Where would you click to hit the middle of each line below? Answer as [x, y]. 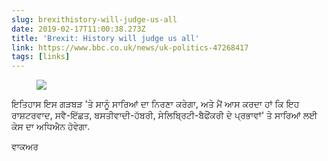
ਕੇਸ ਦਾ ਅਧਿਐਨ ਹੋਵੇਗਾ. [51, 127]
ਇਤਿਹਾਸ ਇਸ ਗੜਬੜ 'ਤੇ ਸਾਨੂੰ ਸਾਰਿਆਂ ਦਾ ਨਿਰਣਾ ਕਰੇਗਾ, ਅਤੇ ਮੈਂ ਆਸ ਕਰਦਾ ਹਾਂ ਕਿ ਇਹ [155, 104]
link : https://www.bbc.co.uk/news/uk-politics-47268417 [130, 47]
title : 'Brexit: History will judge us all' [105, 38]
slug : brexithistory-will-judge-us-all [94, 19]
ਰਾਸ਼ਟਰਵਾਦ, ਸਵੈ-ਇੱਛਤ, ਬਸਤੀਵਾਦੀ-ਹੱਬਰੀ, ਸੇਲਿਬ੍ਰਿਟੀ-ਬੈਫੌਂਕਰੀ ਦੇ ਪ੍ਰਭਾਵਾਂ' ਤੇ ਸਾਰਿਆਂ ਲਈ [164, 115]
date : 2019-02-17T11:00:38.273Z [78, 29]
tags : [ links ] [41, 57]
